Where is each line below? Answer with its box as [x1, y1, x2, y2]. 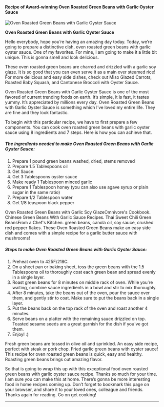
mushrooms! [5, 235, 30, 241]
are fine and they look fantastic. [5, 110, 69, 116]
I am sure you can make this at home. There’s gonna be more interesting [5, 376, 150, 382]
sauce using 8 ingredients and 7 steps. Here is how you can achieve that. [5, 129, 152, 135]
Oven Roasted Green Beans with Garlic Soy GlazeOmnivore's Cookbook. [5, 209, 151, 215]
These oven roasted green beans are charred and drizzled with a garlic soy [5, 64, 156, 70]
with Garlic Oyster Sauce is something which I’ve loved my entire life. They [5, 105, 155, 110]
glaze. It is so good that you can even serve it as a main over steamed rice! [5, 69, 156, 75]
